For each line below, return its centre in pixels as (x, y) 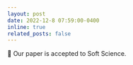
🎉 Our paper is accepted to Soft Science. (67, 54)
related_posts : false (39, 34)
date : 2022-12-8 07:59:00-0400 (53, 20)
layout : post (27, 14)
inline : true (27, 27)
